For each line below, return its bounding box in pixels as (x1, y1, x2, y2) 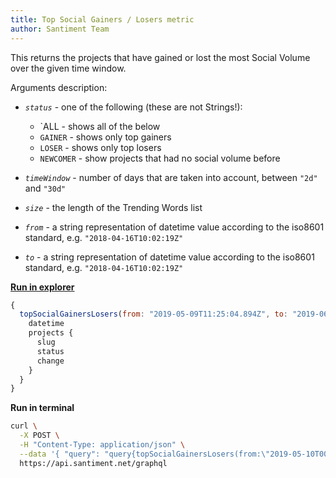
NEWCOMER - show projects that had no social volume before (39, 152, 281, 164)
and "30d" (24, 182, 67, 194)
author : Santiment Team (10, 24, 110, 34)
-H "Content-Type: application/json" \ (19, 440, 186, 450)
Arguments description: (10, 81, 108, 93)
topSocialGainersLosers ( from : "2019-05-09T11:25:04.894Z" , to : (19, 309, 288, 320)
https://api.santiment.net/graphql (19, 458, 168, 468)
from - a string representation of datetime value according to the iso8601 (24, 221, 325, 233)
